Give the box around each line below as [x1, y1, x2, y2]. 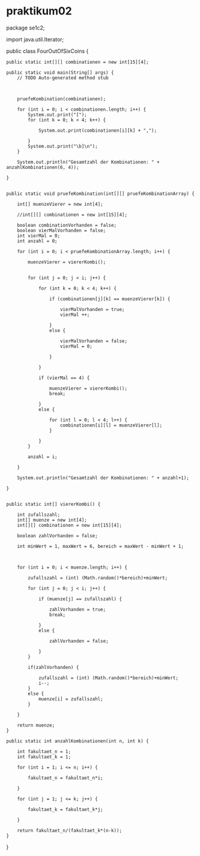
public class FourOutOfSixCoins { [6, 47, 89, 55]
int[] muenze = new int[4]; [17, 517, 87, 523]
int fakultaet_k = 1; [17, 754, 71, 760]
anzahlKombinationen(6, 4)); [6, 164, 79, 170]
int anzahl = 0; [17, 238, 58, 244]
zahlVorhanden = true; [49, 606, 106, 612]
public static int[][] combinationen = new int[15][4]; [6, 59, 149, 65]
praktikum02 [6, 4, 72, 18]
